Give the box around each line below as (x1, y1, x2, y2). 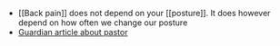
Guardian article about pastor (17, 27, 128, 37)
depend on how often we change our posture (17, 17, 188, 28)
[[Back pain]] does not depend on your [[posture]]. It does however (17, 8, 271, 18)
